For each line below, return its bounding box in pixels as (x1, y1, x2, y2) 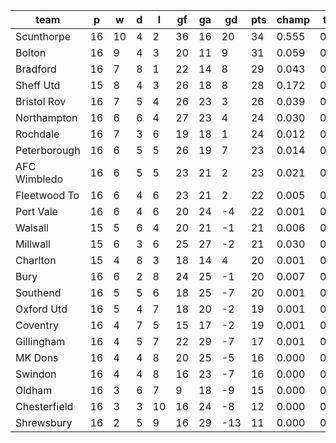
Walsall (15, 221, 49, 234)
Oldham (15, 384, 53, 397)
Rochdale (15, 127, 60, 141)
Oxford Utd (15, 302, 68, 316)
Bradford (15, 62, 57, 76)
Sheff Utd (15, 79, 61, 92)
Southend (15, 286, 62, 299)
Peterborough (15, 144, 81, 157)
